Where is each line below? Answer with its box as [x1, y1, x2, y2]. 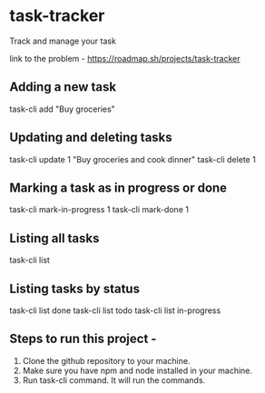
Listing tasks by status [9, 280, 141, 296]
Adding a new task [9, 79, 116, 95]
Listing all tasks [9, 231, 100, 246]
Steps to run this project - [9, 331, 157, 347]
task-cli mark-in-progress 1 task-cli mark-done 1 [9, 204, 189, 215]
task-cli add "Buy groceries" [9, 103, 115, 114]
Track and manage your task [9, 35, 116, 46]
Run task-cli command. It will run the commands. [22, 374, 206, 386]
